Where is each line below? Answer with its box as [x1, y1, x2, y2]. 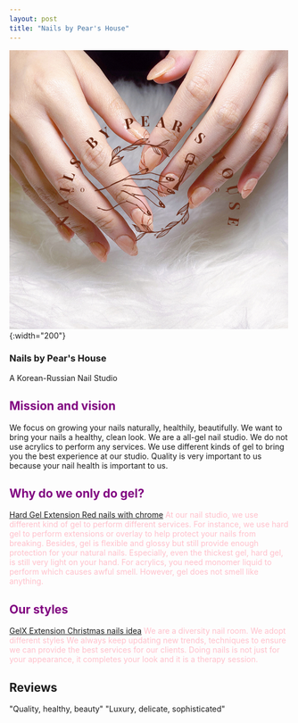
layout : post [9, 14, 58, 23]
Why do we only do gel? [9, 486, 145, 501]
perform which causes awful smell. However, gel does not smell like [9, 567, 259, 578]
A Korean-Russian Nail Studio [9, 372, 118, 383]
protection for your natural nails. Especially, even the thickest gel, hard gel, [9, 547, 284, 558]
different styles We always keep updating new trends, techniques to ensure [9, 635, 287, 646]
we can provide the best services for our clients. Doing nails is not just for [9, 644, 280, 655]
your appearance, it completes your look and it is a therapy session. [9, 654, 259, 665]
